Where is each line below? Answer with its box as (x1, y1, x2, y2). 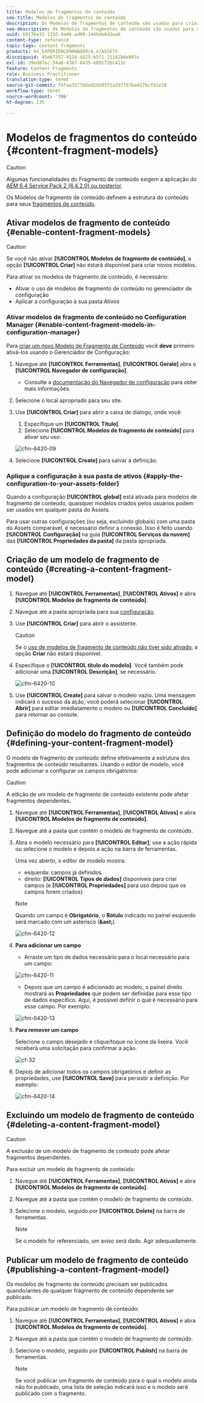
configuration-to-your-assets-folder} (6, 479, 120, 487)
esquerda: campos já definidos (24, 869, 102, 876)
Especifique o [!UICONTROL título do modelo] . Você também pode (15, 661, 184, 668)
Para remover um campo (15, 1026, 79, 1033)
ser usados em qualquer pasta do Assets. (6, 506, 110, 513)
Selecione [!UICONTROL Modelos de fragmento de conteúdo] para (24, 426, 194, 434)
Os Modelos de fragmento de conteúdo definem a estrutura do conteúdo (6, 194, 189, 201)
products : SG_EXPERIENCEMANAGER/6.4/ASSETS (6, 49, 118, 55)
